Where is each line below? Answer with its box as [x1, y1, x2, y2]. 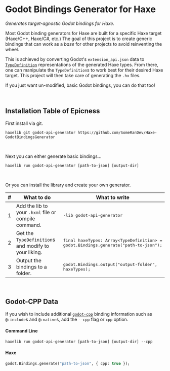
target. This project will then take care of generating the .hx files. [5, 72, 141, 78]
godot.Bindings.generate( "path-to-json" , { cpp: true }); [5, 361, 130, 366]
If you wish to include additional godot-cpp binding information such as [5, 311, 153, 317]
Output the [16, 257, 42, 264]
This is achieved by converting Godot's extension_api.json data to [5, 56, 145, 62]
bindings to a [16, 263, 47, 270]
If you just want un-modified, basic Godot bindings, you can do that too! [5, 82, 155, 88]
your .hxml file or [16, 209, 57, 216]
